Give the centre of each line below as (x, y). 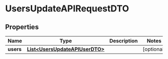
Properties (22, 27)
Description (123, 41)
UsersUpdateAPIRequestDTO (67, 9)
